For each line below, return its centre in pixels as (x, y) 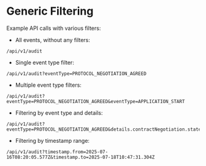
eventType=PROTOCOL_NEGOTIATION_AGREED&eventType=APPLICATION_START (96, 101)
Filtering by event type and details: (59, 113)
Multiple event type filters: (48, 85)
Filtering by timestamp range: (52, 140)
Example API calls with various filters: (54, 28)
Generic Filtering (50, 11)
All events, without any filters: (52, 40)
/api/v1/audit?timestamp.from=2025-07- (57, 152)
